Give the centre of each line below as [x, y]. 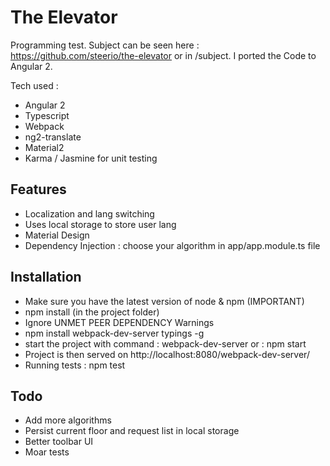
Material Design [57, 235]
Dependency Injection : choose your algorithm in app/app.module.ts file [172, 245]
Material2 [44, 147]
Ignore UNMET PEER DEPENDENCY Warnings [119, 322]
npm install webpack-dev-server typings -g [114, 333]
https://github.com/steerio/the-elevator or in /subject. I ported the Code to [163, 55]
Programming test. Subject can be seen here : [105, 45]
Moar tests [47, 452]
